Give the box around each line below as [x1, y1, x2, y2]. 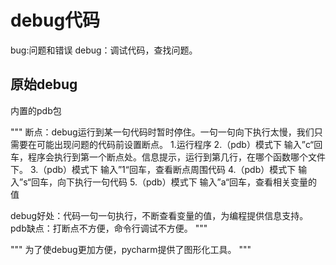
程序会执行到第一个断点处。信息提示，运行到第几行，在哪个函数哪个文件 [27, 151, 326, 163]
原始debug [10, 76, 78, 93]
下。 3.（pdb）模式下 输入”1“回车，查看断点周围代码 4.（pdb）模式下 [10, 163, 297, 175]
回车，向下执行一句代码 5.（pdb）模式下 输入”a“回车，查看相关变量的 [31, 176, 318, 188]
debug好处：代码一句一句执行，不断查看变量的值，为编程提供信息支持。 [10, 209, 309, 221]
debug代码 [10, 9, 101, 32]
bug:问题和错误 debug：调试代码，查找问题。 [10, 44, 198, 56]
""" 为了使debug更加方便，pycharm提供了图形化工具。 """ [10, 243, 252, 255]
